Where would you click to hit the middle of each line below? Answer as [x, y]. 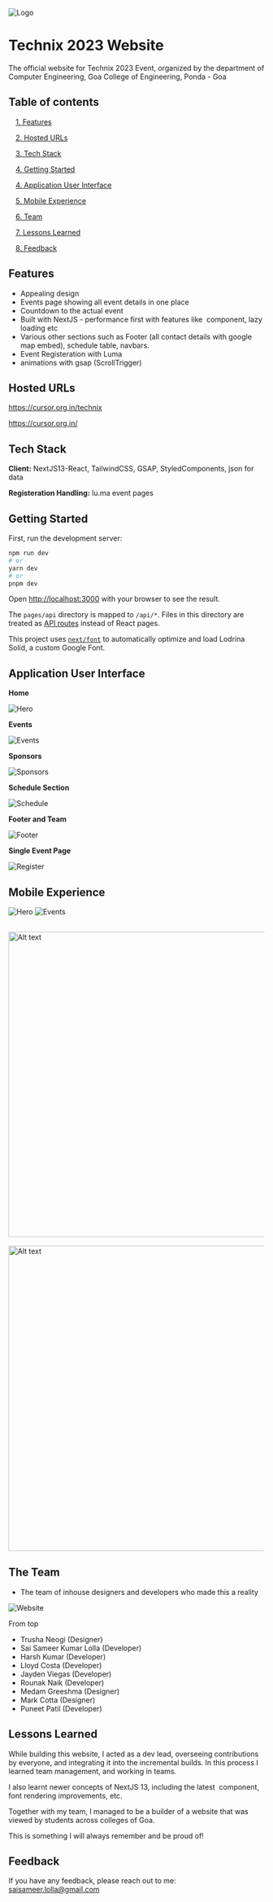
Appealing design [50, 293]
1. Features [34, 121]
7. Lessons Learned [48, 232]
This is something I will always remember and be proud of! [106, 1835]
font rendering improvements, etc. [66, 1795]
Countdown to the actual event [71, 310]
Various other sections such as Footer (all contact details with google [136, 336]
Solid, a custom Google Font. [57, 648]
